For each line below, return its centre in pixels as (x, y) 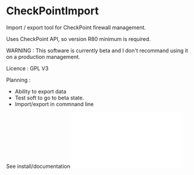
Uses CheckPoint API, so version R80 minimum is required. (79, 39)
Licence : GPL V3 (27, 68)
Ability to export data (40, 91)
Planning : (18, 80)
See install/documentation (38, 166)
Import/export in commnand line (54, 104)
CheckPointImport (53, 11)
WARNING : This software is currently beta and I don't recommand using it (97, 50)
